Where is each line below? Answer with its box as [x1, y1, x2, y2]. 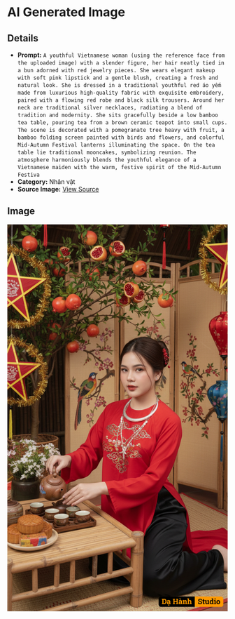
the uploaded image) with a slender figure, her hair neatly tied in [17, 60, 225, 67]
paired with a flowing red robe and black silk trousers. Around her [17, 97, 225, 104]
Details [7, 32, 38, 44]
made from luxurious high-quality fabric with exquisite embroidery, [17, 89, 225, 96]
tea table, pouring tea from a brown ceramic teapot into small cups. [17, 119, 228, 126]
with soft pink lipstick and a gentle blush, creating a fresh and [17, 74, 218, 81]
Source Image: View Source [17, 185, 99, 193]
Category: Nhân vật [17, 178, 76, 186]
